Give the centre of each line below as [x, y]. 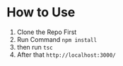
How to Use [41, 12]
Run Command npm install [57, 39]
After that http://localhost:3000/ [66, 55]
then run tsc [35, 47]
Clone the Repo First [47, 32]
